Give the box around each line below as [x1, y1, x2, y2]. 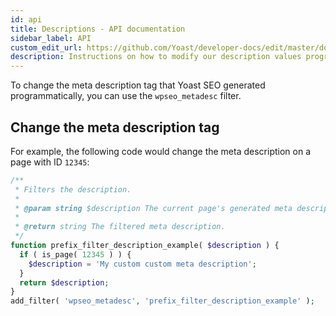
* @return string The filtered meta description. [14, 222, 226, 232]
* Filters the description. [14, 184, 132, 195]
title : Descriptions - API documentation [10, 24, 186, 34]
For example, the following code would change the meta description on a [10, 145, 312, 157]
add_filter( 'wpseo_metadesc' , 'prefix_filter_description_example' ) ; [10, 296, 315, 306]
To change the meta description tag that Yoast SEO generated [10, 79, 266, 91]
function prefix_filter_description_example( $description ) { [10, 241, 280, 251]
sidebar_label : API [10, 33, 92, 43]
